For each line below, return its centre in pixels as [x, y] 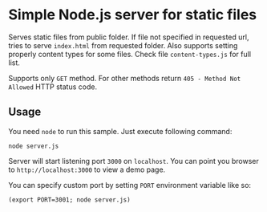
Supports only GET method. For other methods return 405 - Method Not [125, 78]
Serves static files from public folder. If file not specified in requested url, [129, 37]
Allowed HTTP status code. [53, 87]
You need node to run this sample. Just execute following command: [120, 131]
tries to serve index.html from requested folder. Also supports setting [123, 45]
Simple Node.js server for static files [133, 15]
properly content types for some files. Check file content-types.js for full [129, 54]
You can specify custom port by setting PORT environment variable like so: [129, 185]
